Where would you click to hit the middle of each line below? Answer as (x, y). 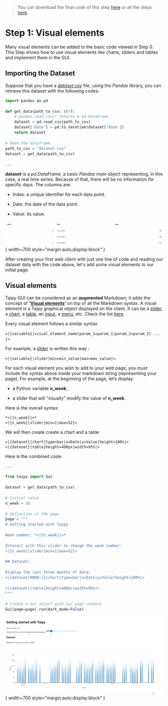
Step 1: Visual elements (55, 33)
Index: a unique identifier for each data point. (59, 194)
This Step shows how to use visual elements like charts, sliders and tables (82, 52)
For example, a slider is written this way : (47, 348)
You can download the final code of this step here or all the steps (85, 7)
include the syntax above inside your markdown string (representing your (81, 373)
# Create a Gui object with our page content (53, 604)
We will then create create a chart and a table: (53, 432)
